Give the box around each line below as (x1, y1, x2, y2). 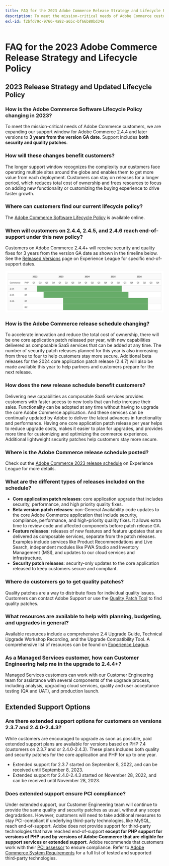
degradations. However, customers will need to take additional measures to (5, 813, 161, 819)
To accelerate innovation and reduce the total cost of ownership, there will (5, 332, 159, 338)
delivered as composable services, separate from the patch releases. (12, 533, 156, 539)
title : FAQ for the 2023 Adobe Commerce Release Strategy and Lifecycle (5, 8, 161, 13)
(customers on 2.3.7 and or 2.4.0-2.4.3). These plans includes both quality (5, 746, 159, 752)
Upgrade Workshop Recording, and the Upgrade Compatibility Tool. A (5, 636, 150, 642)
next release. (5, 369, 32, 375)
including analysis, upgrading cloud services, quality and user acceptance (5, 683, 159, 689)
